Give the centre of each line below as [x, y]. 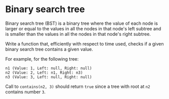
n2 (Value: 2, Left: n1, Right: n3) [44, 72]
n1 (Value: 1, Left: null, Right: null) [49, 68]
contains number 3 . [25, 91]
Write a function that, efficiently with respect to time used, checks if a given [84, 43]
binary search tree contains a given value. [49, 49]
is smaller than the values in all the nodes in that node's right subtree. [78, 34]
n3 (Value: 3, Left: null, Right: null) [49, 77]
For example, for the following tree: [42, 59]
